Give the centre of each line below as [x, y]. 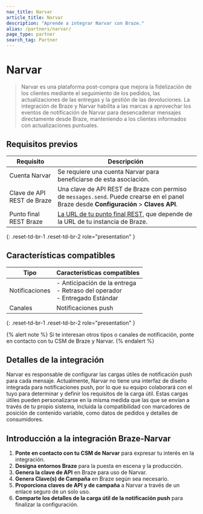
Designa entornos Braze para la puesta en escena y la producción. [99, 466]
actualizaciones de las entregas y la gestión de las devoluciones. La [105, 99]
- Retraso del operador [89, 290]
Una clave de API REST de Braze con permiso [122, 189]
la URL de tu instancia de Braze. [102, 222]
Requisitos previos [42, 144]
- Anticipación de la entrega [96, 283]
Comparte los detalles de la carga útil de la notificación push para [99, 498]
